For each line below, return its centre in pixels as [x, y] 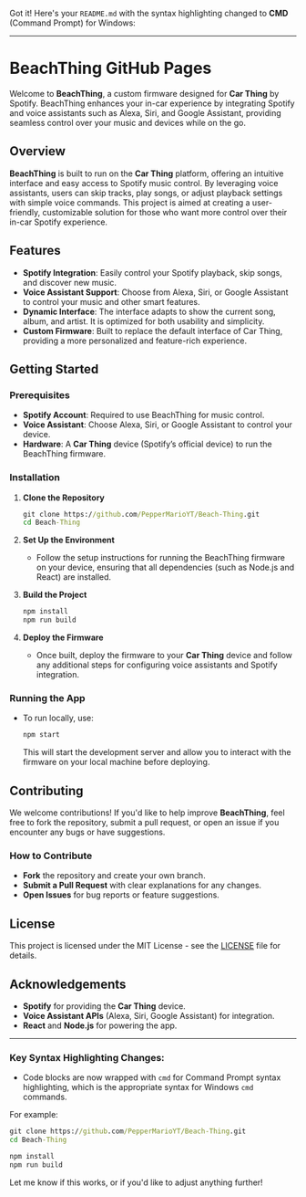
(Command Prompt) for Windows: [73, 23]
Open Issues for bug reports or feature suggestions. [121, 895]
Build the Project [55, 595]
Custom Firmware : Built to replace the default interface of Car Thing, [153, 331]
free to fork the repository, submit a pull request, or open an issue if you [144, 823]
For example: [34, 1115]
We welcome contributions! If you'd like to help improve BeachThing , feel [147, 813]
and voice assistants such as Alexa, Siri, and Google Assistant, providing [145, 112]
